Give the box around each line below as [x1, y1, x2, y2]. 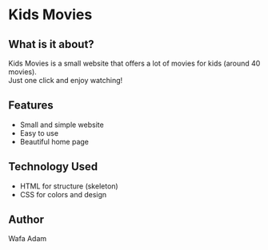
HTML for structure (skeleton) [19, 181, 118, 191]
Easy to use [19, 128, 58, 137]
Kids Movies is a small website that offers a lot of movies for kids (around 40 [8, 58, 261, 68]
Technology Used [8, 160, 98, 173]
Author [8, 213, 44, 227]
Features [8, 98, 54, 113]
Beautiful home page [19, 137, 90, 146]
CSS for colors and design [19, 189, 107, 199]
